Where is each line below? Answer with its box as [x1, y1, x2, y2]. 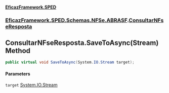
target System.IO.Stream [5, 82, 58, 88]
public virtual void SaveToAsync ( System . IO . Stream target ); [5, 60, 135, 65]
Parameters [5, 71, 30, 77]
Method [5, 46, 31, 55]
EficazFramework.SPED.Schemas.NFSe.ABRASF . [5, 17, 129, 24]
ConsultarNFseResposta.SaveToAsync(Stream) [5, 38, 159, 47]
